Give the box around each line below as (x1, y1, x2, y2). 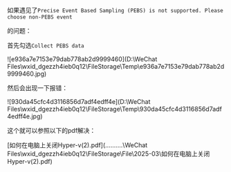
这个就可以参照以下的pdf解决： (7, 127, 96, 134)
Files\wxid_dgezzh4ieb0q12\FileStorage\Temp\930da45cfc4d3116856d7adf (7, 105, 223, 113)
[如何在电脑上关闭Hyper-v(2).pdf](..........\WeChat (7, 141, 148, 149)
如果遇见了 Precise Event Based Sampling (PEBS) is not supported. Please (7, 6, 223, 14)
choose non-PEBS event (7, 14, 73, 21)
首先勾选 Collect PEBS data (7, 41, 84, 50)
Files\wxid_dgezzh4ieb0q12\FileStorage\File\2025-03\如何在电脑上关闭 (7, 150, 210, 158)
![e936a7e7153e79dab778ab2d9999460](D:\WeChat (7, 55, 158, 63)
